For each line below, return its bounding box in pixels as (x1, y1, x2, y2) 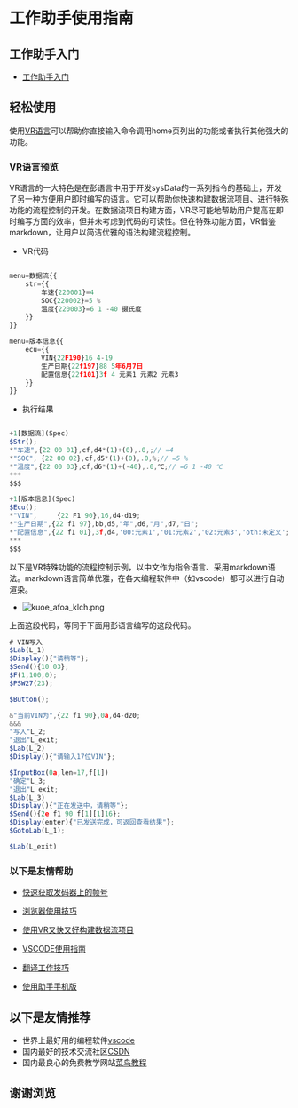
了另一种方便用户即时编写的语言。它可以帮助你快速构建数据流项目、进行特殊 (9, 194, 289, 204)
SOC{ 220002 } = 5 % (41, 296, 101, 305)
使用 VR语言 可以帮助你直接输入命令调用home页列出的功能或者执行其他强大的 (9, 125, 289, 136)
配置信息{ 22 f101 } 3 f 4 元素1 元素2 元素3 (41, 370, 179, 379)
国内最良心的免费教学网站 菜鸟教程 (21, 1056, 147, 1067)
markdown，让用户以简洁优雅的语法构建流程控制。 (9, 227, 196, 238)
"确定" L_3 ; (9, 777, 47, 785)
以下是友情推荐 (9, 1009, 91, 1024)
